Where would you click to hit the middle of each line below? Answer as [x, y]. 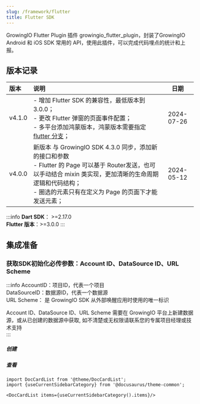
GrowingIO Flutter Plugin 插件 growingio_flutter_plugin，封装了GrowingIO [96, 35]
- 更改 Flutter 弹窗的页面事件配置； [82, 118]
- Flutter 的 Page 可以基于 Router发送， [88, 165]
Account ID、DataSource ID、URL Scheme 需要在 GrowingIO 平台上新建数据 [100, 313]
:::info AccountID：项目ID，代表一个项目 [55, 285]
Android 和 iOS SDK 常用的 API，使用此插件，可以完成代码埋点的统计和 [93, 42]
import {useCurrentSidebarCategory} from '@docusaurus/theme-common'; [96, 385]
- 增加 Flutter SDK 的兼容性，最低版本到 [89, 100]
